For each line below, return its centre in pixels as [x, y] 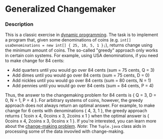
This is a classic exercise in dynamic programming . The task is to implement [81, 35]
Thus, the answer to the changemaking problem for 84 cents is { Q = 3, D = [81, 95]
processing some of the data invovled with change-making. [65, 131]
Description [19, 24]
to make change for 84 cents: [35, 61]
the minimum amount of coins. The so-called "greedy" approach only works [81, 50]
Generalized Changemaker [61, 9]
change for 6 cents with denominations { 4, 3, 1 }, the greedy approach [76, 111]
